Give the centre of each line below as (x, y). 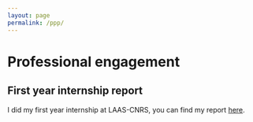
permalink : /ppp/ (36, 23)
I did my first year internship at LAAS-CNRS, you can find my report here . (126, 109)
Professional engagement (94, 62)
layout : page (29, 15)
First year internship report (75, 91)
